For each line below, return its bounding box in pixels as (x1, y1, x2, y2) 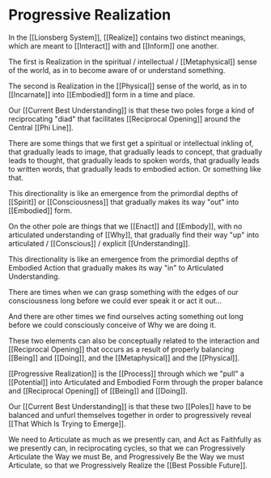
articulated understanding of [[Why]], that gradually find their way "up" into (8, 229, 260, 240)
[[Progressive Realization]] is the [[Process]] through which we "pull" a (8, 369, 245, 378)
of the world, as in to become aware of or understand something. (8, 65, 226, 75)
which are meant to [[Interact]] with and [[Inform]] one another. (8, 41, 219, 50)
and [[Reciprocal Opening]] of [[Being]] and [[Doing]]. (8, 386, 188, 395)
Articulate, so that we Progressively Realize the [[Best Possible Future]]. (8, 460, 248, 470)
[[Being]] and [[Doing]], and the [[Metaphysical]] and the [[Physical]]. (8, 352, 240, 362)
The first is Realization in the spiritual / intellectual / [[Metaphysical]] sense (8, 57, 257, 66)
